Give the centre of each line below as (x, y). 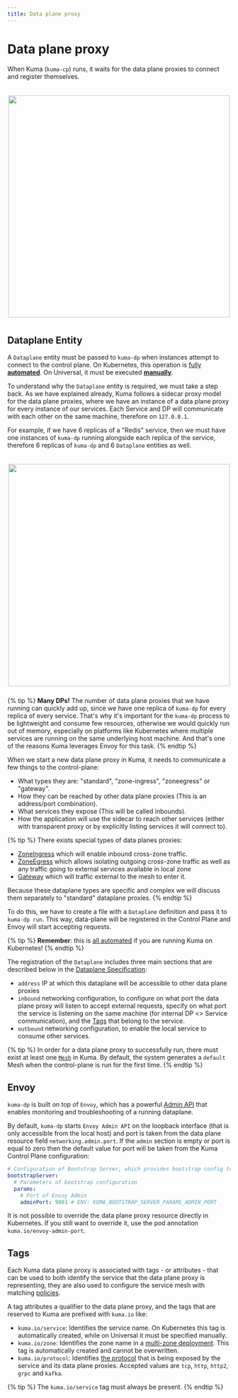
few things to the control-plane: (53, 768)
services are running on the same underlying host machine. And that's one (116, 738)
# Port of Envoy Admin (53, 1195)
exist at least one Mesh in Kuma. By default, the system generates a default (117, 1058)
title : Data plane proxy (44, 14)
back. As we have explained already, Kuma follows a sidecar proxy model (114, 394)
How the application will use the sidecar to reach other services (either (121, 819)
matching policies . (34, 1293)
